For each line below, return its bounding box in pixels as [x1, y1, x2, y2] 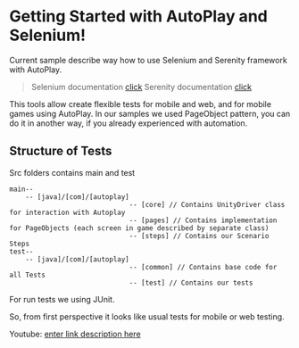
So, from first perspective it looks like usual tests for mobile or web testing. [9, 311, 285, 322]
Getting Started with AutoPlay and [9, 6, 268, 27]
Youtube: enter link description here [9, 328, 141, 339]
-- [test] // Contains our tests [129, 278, 253, 287]
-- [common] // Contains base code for [129, 262, 278, 271]
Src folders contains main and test [9, 167, 136, 178]
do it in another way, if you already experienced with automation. [9, 118, 248, 128]
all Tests [9, 270, 46, 279]
